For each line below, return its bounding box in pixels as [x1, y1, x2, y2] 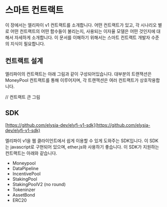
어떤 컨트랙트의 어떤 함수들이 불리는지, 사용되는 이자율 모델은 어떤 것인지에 [10, 28, 156, 34]
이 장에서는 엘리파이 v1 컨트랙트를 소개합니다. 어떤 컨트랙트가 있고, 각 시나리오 [5, 22, 157, 28]
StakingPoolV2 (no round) [12, 181, 66, 187]
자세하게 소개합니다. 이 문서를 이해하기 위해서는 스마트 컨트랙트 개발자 [14, 34, 151, 40]
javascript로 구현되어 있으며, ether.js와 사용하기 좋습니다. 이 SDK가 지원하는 [10, 144, 160, 150]
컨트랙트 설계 [5, 57, 43, 65]
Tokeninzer [12, 187, 36, 193]
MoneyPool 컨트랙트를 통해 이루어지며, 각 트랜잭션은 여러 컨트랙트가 [5, 77, 139, 83]
